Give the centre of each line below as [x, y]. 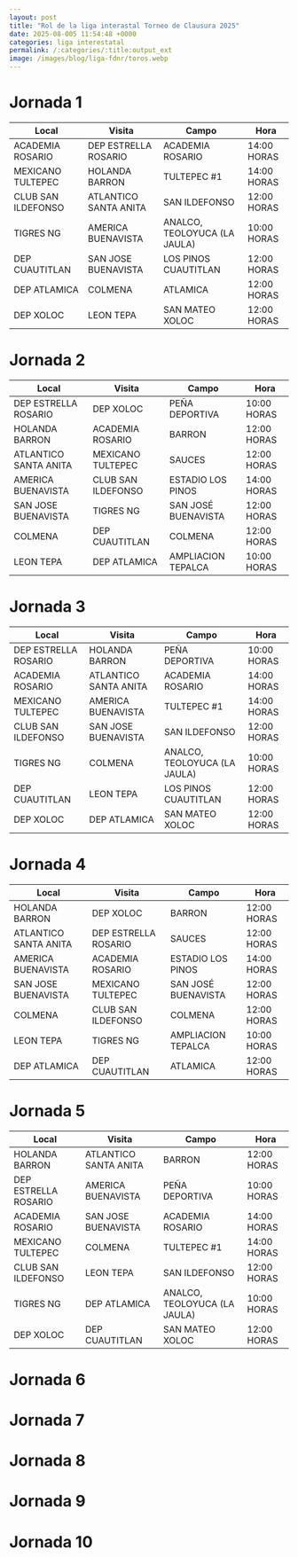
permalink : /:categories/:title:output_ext [91, 51]
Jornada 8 [47, 1461]
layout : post [33, 17]
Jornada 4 [48, 865]
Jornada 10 [51, 1541]
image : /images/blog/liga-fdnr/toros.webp [89, 59]
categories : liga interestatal [67, 42]
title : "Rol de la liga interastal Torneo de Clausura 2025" [125, 26]
